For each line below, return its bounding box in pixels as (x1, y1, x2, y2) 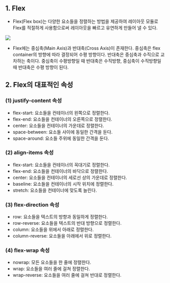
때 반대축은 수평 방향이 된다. (12, 64, 69, 70)
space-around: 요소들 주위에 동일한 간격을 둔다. (12, 135, 109, 141)
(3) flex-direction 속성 (5, 201, 60, 208)
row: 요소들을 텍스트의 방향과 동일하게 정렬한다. (12, 214, 108, 220)
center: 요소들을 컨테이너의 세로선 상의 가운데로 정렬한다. (12, 174, 128, 181)
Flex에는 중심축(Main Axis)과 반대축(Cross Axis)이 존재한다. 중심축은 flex (12, 45, 161, 51)
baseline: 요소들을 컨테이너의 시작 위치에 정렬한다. (12, 181, 114, 187)
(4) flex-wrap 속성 (5, 247, 50, 254)
